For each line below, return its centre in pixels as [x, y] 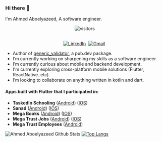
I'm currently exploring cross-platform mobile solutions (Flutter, [78, 69]
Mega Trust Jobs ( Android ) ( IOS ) [47, 119]
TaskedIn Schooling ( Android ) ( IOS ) [50, 103]
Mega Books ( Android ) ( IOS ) [42, 113]
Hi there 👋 [18, 8]
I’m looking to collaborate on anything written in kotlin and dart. [78, 80]
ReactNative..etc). [31, 75]
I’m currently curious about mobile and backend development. [77, 64]
